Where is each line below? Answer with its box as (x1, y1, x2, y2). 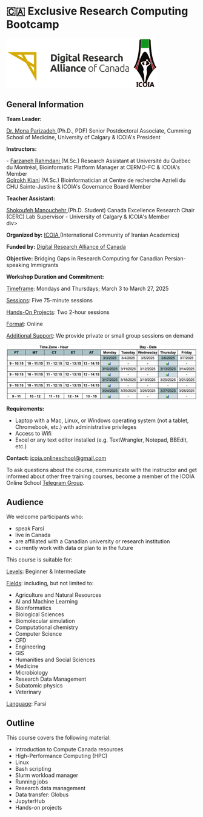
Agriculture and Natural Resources (15, 591, 102, 599)
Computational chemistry (15, 624, 79, 631)
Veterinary (15, 689, 41, 696)
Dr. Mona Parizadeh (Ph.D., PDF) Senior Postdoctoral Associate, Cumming (6, 127, 191, 134)
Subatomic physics (15, 682, 63, 689)
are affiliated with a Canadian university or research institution (15, 538, 170, 545)
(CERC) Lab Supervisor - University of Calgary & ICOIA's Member (6, 213, 170, 220)
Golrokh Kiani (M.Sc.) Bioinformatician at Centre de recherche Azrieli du (6, 176, 186, 184)
